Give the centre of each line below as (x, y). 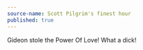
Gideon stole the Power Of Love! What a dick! (72, 40)
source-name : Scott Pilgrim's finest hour (69, 14)
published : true (30, 20)
